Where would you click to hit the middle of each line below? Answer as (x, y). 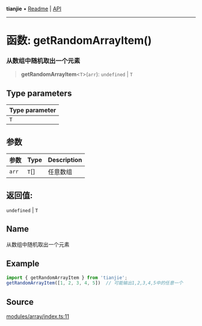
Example (23, 264)
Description (65, 160)
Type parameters (39, 93)
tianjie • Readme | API (34, 9)
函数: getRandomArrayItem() (79, 41)
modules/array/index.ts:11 (38, 316)
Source (20, 302)
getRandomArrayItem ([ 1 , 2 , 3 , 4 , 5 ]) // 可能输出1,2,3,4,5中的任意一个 (95, 283)
